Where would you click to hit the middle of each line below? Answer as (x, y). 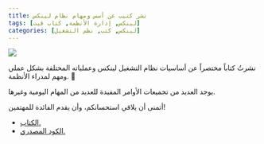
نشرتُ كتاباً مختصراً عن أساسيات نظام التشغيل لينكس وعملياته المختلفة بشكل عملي (132, 68)
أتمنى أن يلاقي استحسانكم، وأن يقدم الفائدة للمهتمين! (87, 107)
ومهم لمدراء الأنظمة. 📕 (42, 76)
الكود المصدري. (43, 131)
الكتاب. (30, 123)
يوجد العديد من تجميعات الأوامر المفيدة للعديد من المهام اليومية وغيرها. (112, 91)
